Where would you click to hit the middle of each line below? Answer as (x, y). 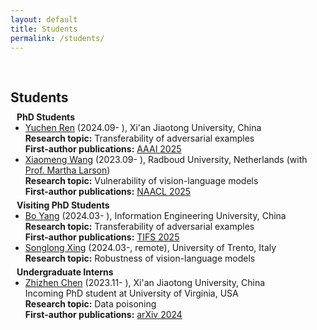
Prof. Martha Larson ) (67, 170)
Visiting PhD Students (63, 205)
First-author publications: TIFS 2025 (102, 237)
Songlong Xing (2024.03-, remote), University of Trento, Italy (150, 248)
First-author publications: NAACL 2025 (108, 192)
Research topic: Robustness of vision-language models (140, 258)
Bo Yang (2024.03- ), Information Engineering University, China (155, 216)
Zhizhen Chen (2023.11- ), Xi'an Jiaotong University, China (145, 283)
